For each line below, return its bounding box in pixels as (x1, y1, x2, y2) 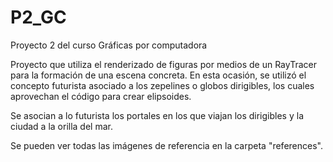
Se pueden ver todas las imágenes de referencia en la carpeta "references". (10, 139, 323, 151)
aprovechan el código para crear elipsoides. (10, 90, 192, 102)
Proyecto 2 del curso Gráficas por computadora (10, 39, 208, 51)
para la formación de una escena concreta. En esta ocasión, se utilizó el (10, 69, 307, 81)
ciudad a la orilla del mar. (10, 120, 113, 132)
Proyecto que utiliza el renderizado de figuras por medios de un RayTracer (10, 58, 317, 70)
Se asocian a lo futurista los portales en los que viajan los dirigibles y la (10, 109, 304, 121)
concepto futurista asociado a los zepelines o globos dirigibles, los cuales (10, 79, 315, 91)
